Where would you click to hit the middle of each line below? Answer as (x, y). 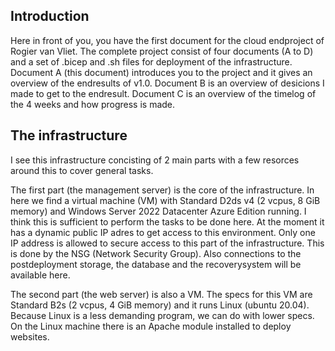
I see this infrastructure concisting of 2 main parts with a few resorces (155, 160)
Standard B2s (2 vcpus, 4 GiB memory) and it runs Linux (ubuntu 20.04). (160, 305)
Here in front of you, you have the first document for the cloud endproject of (167, 40)
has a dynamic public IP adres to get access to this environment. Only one (163, 232)
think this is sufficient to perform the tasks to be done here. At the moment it (167, 221)
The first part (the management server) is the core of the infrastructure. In (162, 190)
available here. (40, 275)
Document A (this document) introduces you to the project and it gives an (161, 72)
